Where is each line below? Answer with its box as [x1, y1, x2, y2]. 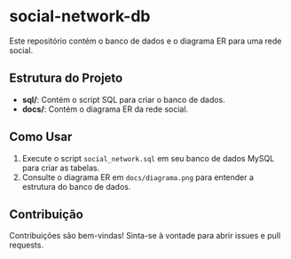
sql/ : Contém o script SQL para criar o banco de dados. [21, 94, 226, 105]
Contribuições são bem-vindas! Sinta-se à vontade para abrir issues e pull [9, 231, 281, 241]
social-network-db [9, 6, 151, 27]
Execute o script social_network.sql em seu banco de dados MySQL [21, 153, 275, 163]
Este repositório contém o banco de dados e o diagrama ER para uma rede [9, 35, 282, 46]
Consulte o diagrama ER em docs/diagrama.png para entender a [21, 171, 255, 183]
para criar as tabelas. [21, 162, 100, 173]
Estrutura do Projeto [9, 71, 123, 86]
